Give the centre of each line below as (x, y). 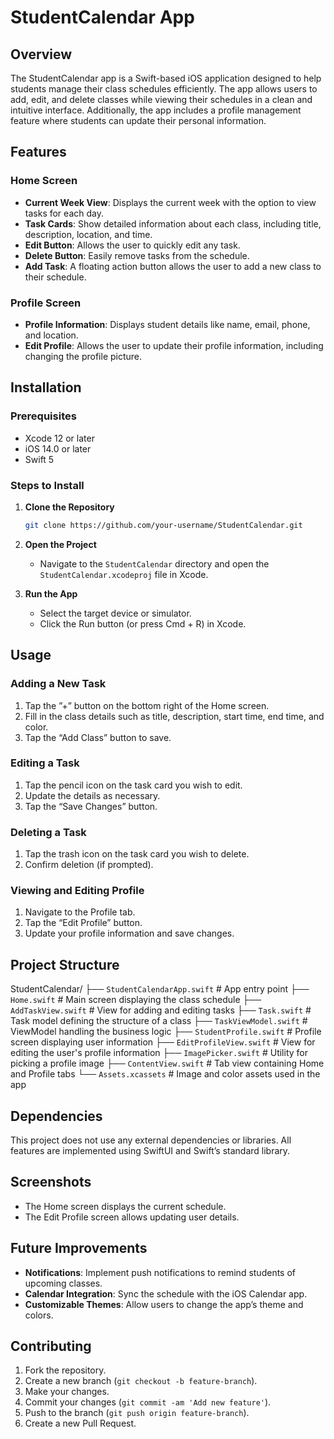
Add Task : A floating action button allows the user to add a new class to (173, 266)
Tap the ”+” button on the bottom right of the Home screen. (147, 705)
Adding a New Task (58, 684)
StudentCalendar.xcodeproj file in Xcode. (124, 574)
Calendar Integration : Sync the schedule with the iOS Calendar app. (166, 1293)
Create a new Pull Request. (80, 1423)
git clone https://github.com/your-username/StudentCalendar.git (163, 525)
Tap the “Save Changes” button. (91, 806)
